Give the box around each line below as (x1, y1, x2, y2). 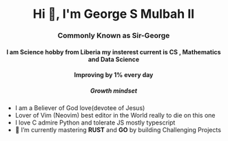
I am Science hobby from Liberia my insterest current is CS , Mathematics (6, 47, 221, 56)
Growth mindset (90, 86, 138, 95)
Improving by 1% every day (74, 71, 154, 79)
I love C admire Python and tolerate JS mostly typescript (14, 118, 176, 127)
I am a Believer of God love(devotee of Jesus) (14, 104, 145, 112)
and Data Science (87, 55, 140, 63)
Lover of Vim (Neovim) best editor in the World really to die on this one (14, 111, 216, 120)
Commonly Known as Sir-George (57, 31, 170, 41)
